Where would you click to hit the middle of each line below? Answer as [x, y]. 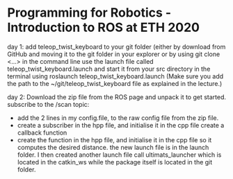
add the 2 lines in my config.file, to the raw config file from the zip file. [118, 118]
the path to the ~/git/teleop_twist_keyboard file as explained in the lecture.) [115, 83]
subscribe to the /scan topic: [48, 104]
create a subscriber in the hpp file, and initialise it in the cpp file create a [121, 125]
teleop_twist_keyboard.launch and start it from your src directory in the [109, 69]
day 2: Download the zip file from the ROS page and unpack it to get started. [117, 97]
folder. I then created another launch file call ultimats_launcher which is [119, 155]
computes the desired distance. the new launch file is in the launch [113, 147]
